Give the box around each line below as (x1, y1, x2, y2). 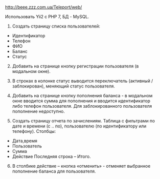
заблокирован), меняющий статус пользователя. (12, 83, 115, 89)
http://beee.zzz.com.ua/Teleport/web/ (5, 4, 82, 10)
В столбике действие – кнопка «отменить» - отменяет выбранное (12, 163, 151, 169)
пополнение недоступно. (12, 108, 65, 114)
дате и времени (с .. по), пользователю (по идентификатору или (12, 123, 147, 129)
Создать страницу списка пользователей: (12, 23, 100, 29)
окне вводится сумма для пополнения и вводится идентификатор (12, 98, 151, 104)
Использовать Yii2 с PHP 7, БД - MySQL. (5, 14, 90, 19)
